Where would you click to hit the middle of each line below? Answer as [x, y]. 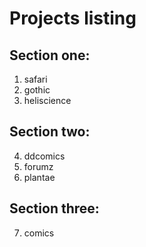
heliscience [47, 100]
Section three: [54, 208]
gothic [37, 90]
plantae [39, 177]
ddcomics [44, 156]
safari [35, 79]
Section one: [50, 55]
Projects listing [73, 18]
